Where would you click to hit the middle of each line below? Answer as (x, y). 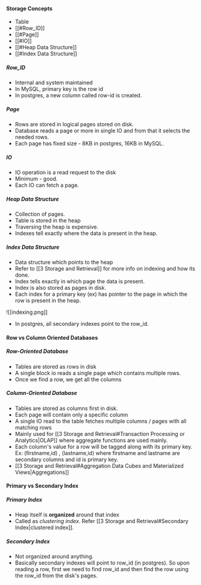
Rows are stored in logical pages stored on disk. (74, 124)
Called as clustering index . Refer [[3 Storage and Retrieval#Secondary (102, 521)
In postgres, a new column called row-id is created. (78, 96)
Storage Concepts (29, 8)
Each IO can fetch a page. (47, 185)
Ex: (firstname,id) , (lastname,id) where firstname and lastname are (97, 453)
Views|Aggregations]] (42, 472)
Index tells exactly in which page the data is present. (80, 281)
